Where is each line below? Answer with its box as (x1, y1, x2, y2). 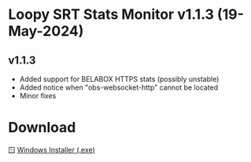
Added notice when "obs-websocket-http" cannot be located (19, 83, 219, 92)
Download (8, 119, 76, 137)
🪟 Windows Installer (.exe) (8, 145, 96, 154)
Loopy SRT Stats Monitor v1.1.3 (8, 6, 215, 24)
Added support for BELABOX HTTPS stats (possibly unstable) (19, 75, 220, 83)
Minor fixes (19, 91, 57, 100)
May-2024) (8, 22, 84, 40)
